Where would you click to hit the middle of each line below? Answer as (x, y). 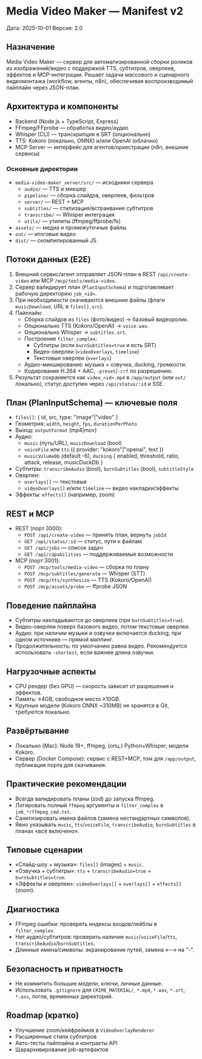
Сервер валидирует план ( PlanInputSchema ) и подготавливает (94, 287)
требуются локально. (43, 712)
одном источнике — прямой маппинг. (64, 640)
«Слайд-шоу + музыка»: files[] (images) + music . (79, 864)
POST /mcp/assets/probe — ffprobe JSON (76, 586)
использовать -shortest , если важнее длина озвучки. (85, 652)
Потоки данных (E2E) (49, 259)
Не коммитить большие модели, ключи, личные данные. (89, 983)
